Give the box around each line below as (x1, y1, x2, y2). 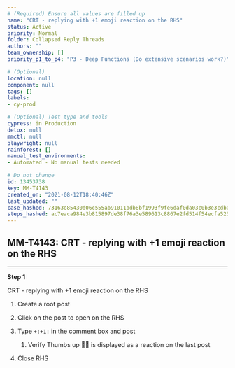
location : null (7, 75, 52, 82)
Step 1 (7, 272, 26, 281)
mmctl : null (7, 133, 42, 140)
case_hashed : (7, 204, 45, 211)
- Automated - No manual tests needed (7, 159, 120, 167)
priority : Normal (7, 29, 58, 37)
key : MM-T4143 (7, 185, 49, 192)
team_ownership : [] (7, 50, 64, 57)
